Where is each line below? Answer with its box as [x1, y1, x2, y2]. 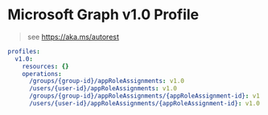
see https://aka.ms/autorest [27, 32, 120, 42]
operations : [22, 69, 62, 77]
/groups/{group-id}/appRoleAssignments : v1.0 [28, 77, 184, 85]
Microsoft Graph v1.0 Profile [7, 6, 199, 24]
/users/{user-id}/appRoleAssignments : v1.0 [28, 85, 178, 93]
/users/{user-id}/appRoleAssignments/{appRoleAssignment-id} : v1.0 [28, 100, 261, 108]
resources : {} [22, 62, 69, 70]
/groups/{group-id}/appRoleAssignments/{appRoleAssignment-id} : [28, 92, 249, 101]
